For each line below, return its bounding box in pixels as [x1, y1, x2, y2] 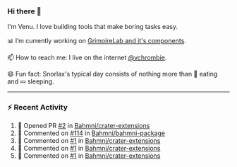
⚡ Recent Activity [7, 103, 68, 113]
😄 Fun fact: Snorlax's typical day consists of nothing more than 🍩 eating [7, 70, 218, 79]
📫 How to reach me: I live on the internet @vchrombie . [7, 53, 167, 62]
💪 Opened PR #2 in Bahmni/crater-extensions [17, 121, 150, 129]
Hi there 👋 [7, 6, 42, 16]
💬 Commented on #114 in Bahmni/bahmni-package [17, 129, 166, 137]
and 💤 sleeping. [7, 77, 54, 86]
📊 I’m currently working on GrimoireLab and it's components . [7, 37, 187, 45]
